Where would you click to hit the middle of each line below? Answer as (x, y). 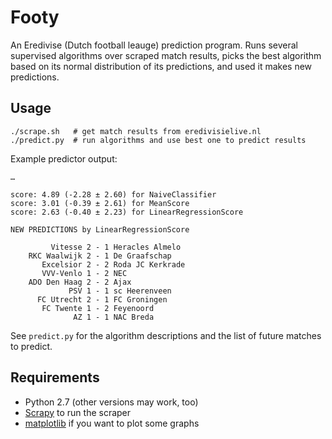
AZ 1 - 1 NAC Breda (114, 317)
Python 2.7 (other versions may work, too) (111, 402)
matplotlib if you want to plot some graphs (112, 423)
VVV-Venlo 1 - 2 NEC (84, 273)
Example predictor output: (64, 158)
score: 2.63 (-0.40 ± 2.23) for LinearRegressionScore (127, 212)
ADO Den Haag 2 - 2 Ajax (80, 282)
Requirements (55, 377)
